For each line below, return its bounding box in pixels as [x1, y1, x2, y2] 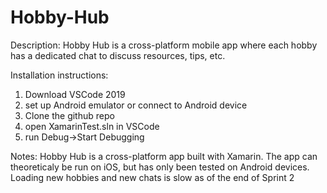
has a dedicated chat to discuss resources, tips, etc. [10, 49, 226, 61]
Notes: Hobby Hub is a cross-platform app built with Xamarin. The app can [10, 150, 318, 162]
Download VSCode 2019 [24, 88, 126, 100]
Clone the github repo [24, 109, 115, 121]
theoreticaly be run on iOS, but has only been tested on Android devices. [10, 161, 310, 173]
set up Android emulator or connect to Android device [24, 99, 248, 111]
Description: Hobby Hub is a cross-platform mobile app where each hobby [10, 39, 318, 51]
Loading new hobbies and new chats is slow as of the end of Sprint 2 [10, 171, 295, 183]
